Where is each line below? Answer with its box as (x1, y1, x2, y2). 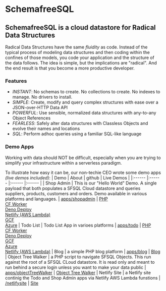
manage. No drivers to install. (12, 94, 73, 100)
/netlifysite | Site (5, 280, 39, 286)
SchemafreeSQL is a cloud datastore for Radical (5, 23, 156, 32)
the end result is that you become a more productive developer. (5, 65, 135, 71)
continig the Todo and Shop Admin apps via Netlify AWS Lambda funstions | (5, 275, 161, 281)
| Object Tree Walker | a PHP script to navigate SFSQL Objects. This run (5, 254, 151, 260)
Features (5, 77, 27, 84)
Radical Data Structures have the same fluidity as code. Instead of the (5, 44, 148, 50)
